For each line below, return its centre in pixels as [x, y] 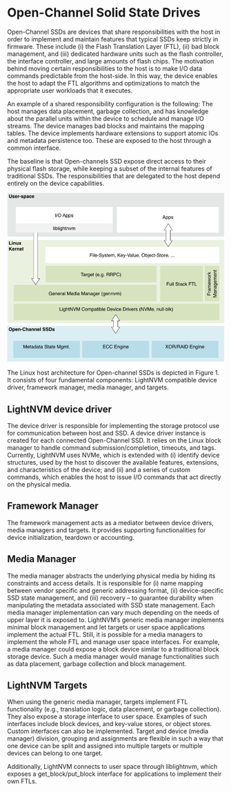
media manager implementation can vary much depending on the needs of [113, 612]
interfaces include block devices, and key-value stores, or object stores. [110, 724]
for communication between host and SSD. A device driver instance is [107, 433]
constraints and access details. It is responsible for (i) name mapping [105, 583]
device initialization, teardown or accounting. [71, 537]
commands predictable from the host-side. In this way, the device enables [112, 76]
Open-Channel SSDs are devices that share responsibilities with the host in [114, 32]
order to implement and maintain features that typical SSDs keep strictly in [113, 39]
